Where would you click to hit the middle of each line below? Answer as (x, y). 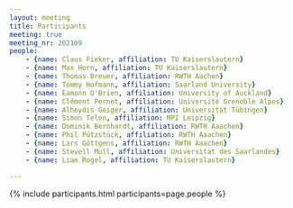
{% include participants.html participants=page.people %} (118, 194)
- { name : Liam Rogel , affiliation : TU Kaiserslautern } (131, 160)
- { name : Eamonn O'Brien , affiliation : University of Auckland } (149, 93)
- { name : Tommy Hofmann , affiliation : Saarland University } (141, 85)
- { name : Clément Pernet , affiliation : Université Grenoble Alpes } (155, 101)
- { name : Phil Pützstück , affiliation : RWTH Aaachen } (128, 135)
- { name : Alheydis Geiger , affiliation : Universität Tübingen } (147, 110)
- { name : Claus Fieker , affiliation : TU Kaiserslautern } (135, 59)
